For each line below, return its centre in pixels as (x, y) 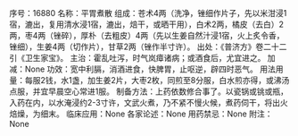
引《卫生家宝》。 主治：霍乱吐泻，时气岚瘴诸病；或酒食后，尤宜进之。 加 (142, 58)
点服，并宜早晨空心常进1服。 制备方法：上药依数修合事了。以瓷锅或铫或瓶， (149, 91)
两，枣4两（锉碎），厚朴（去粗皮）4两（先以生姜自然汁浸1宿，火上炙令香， (147, 35)
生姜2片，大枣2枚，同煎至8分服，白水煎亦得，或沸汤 (192, 80)
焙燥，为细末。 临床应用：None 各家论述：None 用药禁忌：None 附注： (141, 114)
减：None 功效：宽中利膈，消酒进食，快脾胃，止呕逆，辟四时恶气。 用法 (143, 69)
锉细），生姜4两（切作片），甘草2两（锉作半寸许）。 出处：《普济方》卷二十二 (148, 47)
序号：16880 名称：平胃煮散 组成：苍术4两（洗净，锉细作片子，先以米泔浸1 (148, 13)
